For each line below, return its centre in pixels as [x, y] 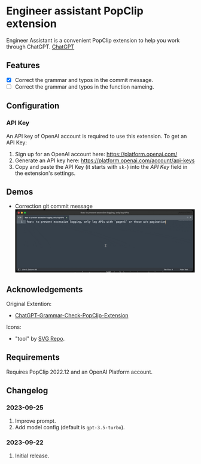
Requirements [33, 357]
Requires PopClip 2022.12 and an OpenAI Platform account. [80, 372]
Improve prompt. [35, 421]
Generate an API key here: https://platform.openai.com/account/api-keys [105, 160]
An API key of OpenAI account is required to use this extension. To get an [97, 136]
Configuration [33, 106]
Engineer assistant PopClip [75, 11]
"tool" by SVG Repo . [40, 339]
